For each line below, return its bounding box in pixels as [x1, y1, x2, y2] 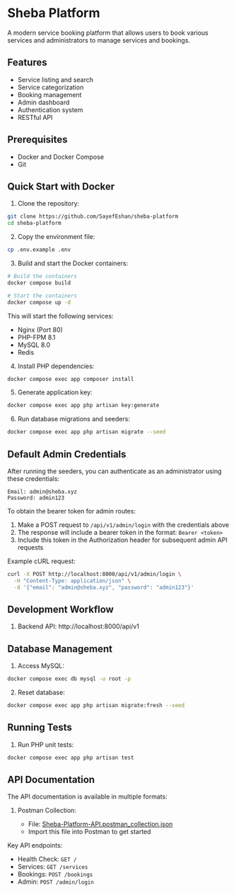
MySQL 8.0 [17, 340, 51, 349]
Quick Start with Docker [7, 180, 115, 192]
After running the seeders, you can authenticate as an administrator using [7, 467, 222, 475]
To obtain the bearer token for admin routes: [7, 506, 136, 515]
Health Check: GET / [17, 855, 77, 863]
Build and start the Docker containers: [17, 259, 129, 267]
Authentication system [17, 105, 83, 114]
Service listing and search [17, 75, 94, 84]
